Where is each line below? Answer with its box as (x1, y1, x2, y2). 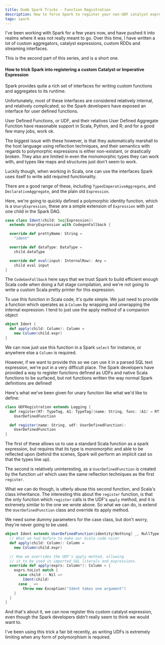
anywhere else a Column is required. (5, 349, 77, 355)
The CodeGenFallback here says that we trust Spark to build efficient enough (5, 276, 159, 282)
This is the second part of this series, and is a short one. (5, 55, 119, 61)
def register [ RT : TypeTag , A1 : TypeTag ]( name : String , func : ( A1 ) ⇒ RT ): (9, 409, 164, 414)
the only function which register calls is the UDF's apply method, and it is (5, 496, 155, 502)
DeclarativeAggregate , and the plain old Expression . (5, 188, 110, 194)
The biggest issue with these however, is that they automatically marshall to (5, 138, 158, 144)
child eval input (14, 263, 50, 268)
